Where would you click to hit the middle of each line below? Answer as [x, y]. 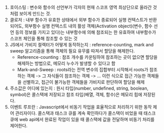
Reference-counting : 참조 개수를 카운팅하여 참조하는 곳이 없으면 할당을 [87, 57]
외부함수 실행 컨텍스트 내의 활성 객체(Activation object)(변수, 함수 [88, 26]
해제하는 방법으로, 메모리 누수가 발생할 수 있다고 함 [66, 63]
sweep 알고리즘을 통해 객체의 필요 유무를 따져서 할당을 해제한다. [72, 51]
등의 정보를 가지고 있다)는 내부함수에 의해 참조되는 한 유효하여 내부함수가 [86, 32]
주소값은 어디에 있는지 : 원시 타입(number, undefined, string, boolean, [79, 88]
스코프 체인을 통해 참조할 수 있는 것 [44, 38]
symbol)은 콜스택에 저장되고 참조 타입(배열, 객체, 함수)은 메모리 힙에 [76, 94]
